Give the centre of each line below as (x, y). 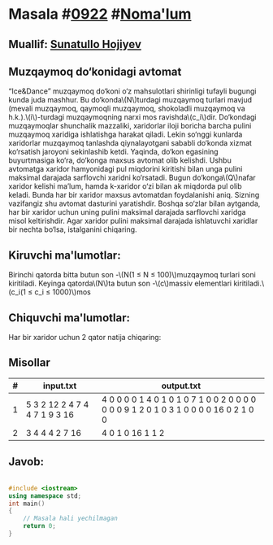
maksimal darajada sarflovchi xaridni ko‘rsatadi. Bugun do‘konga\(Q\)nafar (132, 178)
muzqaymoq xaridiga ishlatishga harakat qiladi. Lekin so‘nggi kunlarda (126, 134)
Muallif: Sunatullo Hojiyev (75, 44)
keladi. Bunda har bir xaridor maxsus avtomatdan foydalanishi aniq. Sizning (134, 195)
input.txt (60, 386)
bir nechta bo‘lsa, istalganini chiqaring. (73, 229)
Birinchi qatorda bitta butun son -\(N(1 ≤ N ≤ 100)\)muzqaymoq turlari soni (132, 275)
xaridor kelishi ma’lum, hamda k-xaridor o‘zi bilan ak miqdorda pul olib (125, 186)
